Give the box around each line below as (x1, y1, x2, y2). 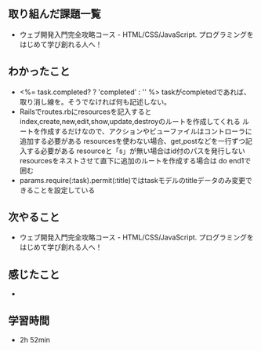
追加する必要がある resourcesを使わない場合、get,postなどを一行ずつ (19, 136, 245, 145)
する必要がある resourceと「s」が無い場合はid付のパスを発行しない (26, 146, 245, 155)
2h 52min (19, 335, 51, 345)
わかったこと (8, 65, 71, 79)
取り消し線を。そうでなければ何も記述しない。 (19, 97, 171, 106)
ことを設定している (33, 185, 96, 195)
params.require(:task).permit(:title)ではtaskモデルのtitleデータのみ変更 (19, 175, 246, 185)
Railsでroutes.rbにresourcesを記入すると (19, 107, 152, 116)
